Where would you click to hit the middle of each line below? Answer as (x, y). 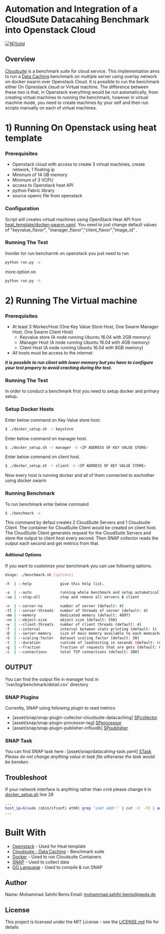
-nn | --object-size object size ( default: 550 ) (61, 620)
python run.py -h (23, 281)
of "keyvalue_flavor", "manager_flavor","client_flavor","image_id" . (71, 230)
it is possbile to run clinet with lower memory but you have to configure (79, 362)
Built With (26, 832)
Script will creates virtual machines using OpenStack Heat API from (73, 219)
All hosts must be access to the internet (52, 353)
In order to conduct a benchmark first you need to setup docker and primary (82, 391)
